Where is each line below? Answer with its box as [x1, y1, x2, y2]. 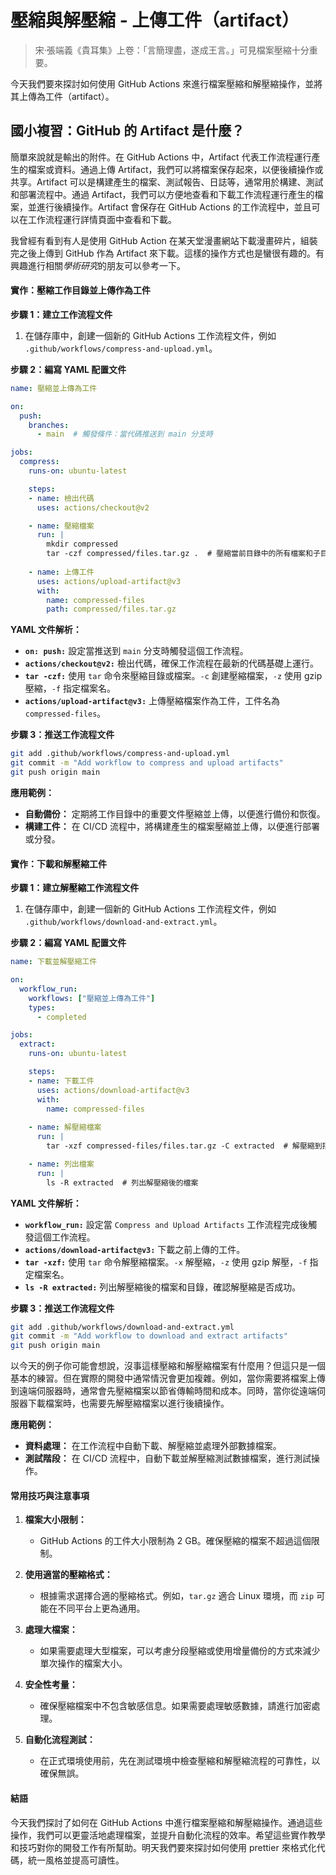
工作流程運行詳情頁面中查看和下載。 [27, 213, 177, 225]
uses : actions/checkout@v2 [36, 502, 150, 513]
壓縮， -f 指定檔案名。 [24, 682, 117, 695]
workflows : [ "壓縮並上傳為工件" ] [28, 993, 156, 1003]
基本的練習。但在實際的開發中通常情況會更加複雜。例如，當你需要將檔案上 [10, 1372, 317, 1385]
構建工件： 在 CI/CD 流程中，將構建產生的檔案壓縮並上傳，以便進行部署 [24, 820, 320, 832]
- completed [36, 1012, 87, 1022]
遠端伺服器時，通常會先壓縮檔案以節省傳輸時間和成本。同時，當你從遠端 [18, 1385, 317, 1397]
